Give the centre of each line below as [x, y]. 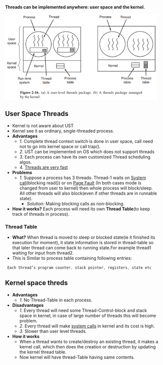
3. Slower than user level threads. [53, 331]
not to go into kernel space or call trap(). [60, 146]
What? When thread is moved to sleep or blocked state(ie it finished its [83, 237]
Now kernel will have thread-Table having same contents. [77, 357]
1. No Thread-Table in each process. [56, 300]
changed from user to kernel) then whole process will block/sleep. [86, 188]
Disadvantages [28, 305]
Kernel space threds [37, 283]
